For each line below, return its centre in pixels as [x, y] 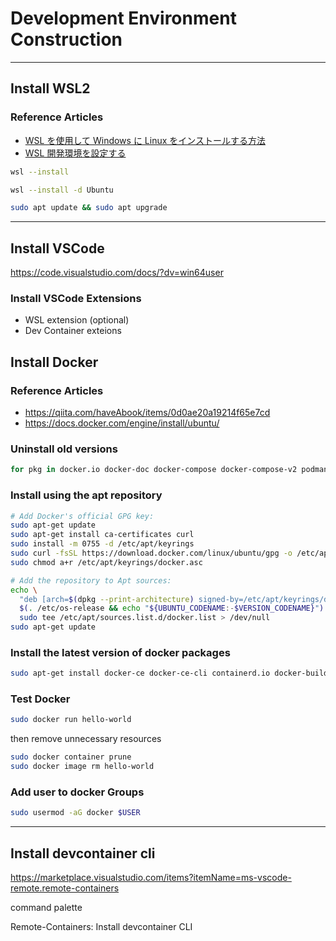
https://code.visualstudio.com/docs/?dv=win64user [117, 273]
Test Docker [40, 699]
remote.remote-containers [65, 888]
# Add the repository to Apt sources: [91, 580]
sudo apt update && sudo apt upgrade [89, 208]
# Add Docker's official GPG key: [82, 516]
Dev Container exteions [73, 331]
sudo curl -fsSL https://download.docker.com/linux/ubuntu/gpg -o [151, 553]
